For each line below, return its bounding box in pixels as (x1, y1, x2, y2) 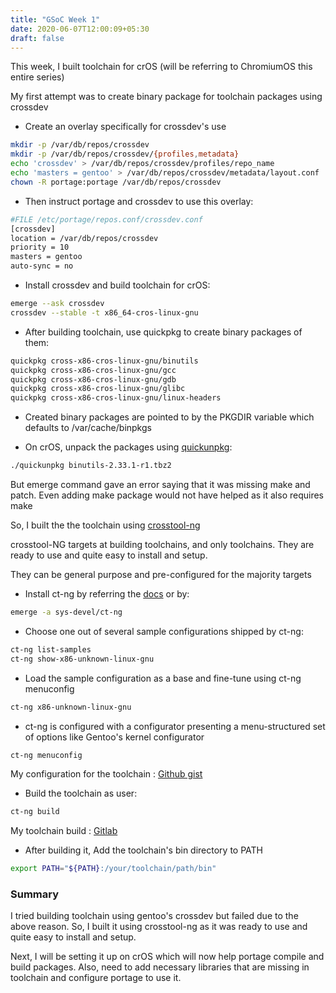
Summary (10, 887, 60, 901)
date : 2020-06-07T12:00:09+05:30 (10, 24, 150, 34)
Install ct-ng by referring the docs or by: (24, 588, 190, 600)
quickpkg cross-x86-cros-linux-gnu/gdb (10, 374, 177, 385)
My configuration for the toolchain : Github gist (10, 768, 203, 780)
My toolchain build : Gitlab (10, 825, 118, 837)
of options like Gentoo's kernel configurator (24, 731, 205, 743)
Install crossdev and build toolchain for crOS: (24, 279, 211, 291)
